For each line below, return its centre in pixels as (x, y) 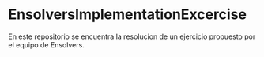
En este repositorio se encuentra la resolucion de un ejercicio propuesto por (132, 36)
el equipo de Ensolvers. (46, 44)
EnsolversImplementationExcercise (128, 15)
